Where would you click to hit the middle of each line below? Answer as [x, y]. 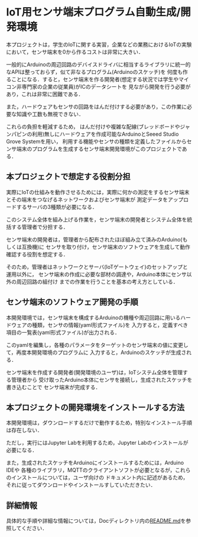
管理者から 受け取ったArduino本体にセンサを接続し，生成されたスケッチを [102, 380]
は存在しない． [24, 430]
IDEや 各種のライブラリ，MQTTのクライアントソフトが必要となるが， [91, 470]
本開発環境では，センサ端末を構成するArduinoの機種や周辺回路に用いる [93, 317]
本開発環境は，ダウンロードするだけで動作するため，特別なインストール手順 [99, 423]
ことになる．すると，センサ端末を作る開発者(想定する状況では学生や [95, 79]
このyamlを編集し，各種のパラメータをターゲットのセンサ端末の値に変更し [97, 345]
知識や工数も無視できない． [50, 114]
